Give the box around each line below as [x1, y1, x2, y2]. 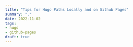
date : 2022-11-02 [5, 16, 41, 21]
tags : [5, 21, 16, 26]
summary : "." [5, 12, 32, 17]
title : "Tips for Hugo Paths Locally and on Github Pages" [5, 7, 129, 12]
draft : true [5, 35, 30, 40]
